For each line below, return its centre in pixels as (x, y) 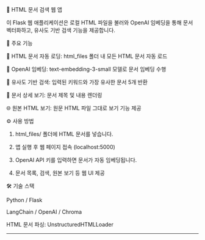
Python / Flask (24, 200)
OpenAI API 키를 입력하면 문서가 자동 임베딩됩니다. (76, 160)
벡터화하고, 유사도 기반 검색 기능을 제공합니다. (61, 30)
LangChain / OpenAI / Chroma (44, 212)
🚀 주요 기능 (20, 43)
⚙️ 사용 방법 (20, 121)
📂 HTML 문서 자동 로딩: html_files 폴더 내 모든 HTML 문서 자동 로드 (87, 56)
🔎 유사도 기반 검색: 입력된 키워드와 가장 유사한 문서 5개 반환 (77, 82)
